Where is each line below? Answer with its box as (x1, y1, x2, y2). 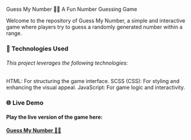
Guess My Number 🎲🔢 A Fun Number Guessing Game (6, 6, 138, 12)
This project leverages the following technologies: (6, 59, 128, 66)
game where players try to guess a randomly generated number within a (6, 24, 183, 30)
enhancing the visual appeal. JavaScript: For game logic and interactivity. (6, 84, 186, 91)
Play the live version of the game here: (6, 113, 103, 120)
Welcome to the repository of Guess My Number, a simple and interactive (6, 17, 186, 24)
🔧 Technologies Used (6, 44, 69, 53)
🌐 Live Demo (6, 98, 44, 107)
